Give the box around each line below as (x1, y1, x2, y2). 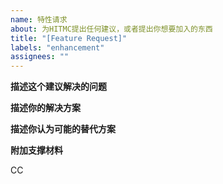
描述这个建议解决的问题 (10, 81, 107, 93)
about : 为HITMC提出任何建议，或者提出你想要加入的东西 (10, 24, 213, 34)
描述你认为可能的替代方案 (10, 123, 116, 135)
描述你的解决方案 (10, 102, 81, 114)
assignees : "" (10, 52, 70, 62)
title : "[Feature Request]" (10, 33, 128, 43)
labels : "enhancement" (10, 42, 105, 53)
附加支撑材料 (10, 144, 63, 156)
